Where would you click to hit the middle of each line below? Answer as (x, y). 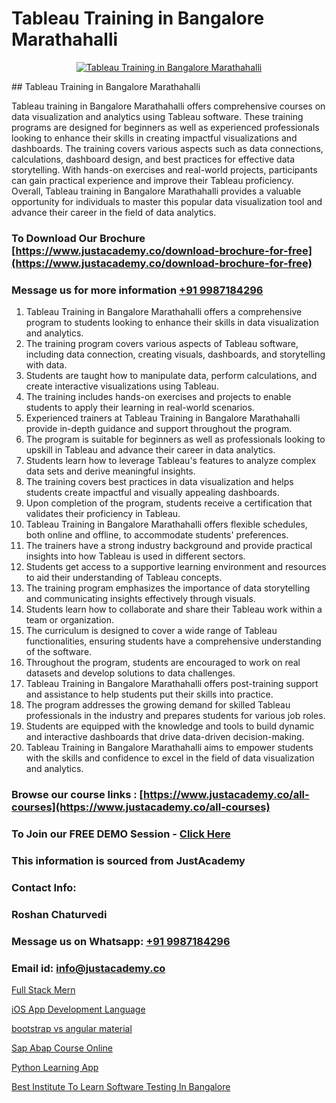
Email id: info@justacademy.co (88, 968)
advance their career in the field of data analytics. (114, 212)
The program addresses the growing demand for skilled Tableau (158, 705)
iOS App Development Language (78, 1009)
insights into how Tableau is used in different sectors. (135, 556)
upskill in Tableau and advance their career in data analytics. (150, 450)
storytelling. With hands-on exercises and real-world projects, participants (164, 169)
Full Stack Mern (43, 989)
